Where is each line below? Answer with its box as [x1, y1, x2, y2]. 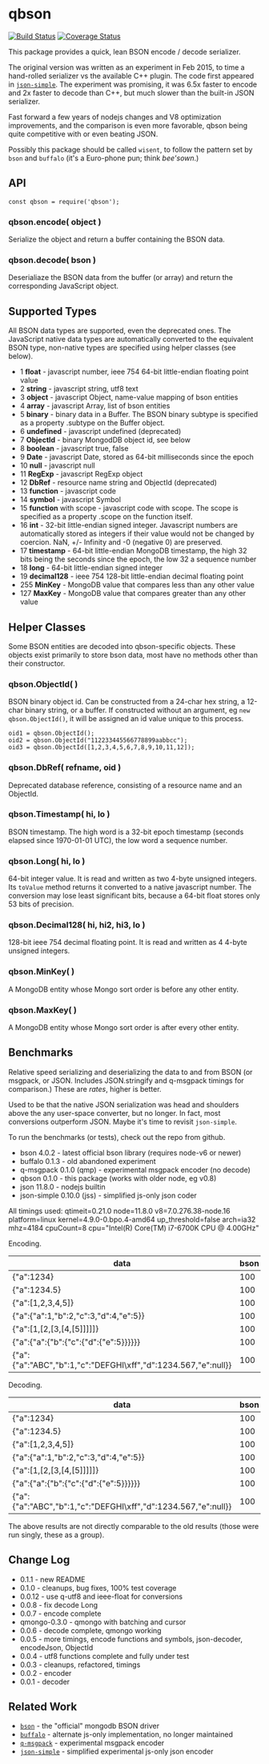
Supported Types [8, 304, 98, 318]
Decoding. [8, 1380, 42, 1389]
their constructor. [8, 659, 66, 668]
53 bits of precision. [8, 899, 74, 909]
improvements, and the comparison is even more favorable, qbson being [8, 120, 248, 130]
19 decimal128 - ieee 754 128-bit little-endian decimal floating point [19, 571, 244, 582]
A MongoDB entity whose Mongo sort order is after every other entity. [8, 1023, 239, 1032]
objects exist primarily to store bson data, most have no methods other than [8, 650, 259, 659]
